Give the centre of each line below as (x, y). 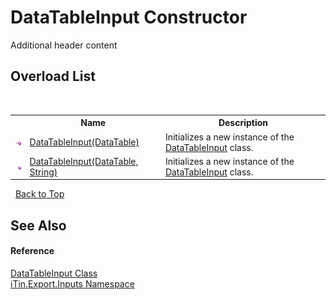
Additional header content (64, 45)
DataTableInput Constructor (129, 17)
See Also (38, 225)
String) (43, 172)
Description (243, 123)
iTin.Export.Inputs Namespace (72, 283)
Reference (32, 251)
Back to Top (39, 194)
